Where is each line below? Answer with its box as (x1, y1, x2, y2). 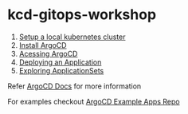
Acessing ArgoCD (18, 49, 78, 58)
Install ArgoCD (18, 40, 67, 49)
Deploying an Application (18, 57, 102, 67)
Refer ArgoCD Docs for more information (7, 81, 142, 91)
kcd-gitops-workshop (7, 6, 157, 24)
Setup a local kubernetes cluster (18, 32, 126, 41)
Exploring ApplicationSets (18, 65, 104, 75)
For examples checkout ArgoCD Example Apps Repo (7, 96, 180, 106)
